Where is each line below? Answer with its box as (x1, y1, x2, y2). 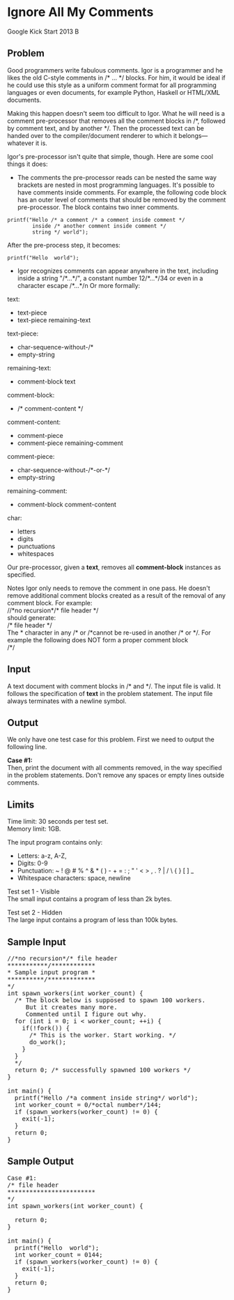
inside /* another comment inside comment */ (32, 222, 167, 229)
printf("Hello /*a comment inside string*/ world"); (14, 1094, 198, 1102)
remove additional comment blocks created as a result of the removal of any (7, 591, 226, 600)
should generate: (7, 613, 56, 621)
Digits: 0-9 (17, 859, 49, 868)
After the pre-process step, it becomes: (7, 241, 120, 249)
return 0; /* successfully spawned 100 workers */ (14, 1066, 192, 1074)
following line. (7, 743, 47, 751)
